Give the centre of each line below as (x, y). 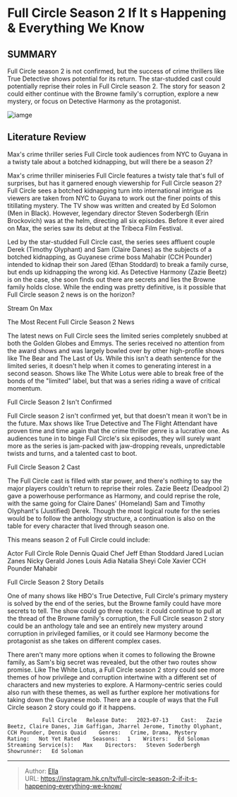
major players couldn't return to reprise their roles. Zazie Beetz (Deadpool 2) (119, 488)
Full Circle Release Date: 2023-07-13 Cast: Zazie (132, 720)
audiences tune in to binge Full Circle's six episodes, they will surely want (114, 438)
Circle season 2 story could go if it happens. (72, 707)
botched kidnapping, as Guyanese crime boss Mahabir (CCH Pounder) (110, 257)
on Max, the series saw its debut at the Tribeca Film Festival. (95, 228)
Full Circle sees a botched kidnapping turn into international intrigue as (110, 190)
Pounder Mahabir (32, 568)
